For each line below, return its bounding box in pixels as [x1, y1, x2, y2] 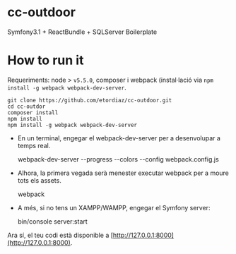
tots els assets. [17, 176, 61, 184]
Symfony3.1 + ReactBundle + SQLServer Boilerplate [7, 28, 158, 36]
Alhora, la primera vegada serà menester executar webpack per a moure [17, 169, 230, 177]
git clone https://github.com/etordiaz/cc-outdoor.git [7, 97, 172, 104]
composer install [7, 109, 59, 116]
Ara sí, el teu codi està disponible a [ [7, 231, 114, 239]
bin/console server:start [17, 217, 88, 226]
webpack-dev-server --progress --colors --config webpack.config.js [17, 155, 219, 163]
